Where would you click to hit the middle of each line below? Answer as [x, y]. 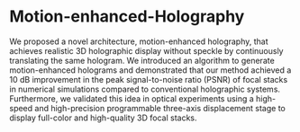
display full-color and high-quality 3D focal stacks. [103, 118]
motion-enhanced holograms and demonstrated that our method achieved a [150, 70]
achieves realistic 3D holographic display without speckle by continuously [146, 50]
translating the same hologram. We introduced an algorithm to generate [142, 60]
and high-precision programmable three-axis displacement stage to [160, 108]
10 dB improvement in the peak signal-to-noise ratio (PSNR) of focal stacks [149, 79]
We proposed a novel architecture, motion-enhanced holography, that [139, 41]
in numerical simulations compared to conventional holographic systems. [145, 89]
